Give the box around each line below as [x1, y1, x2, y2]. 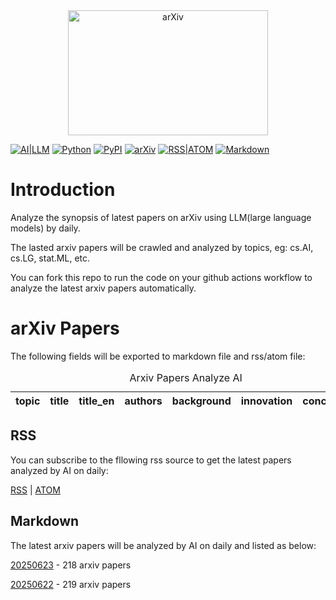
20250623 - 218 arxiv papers [10, 559, 132, 571]
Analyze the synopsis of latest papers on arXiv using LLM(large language [10, 211, 312, 223]
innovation [240, 394, 293, 408]
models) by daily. [10, 222, 81, 234]
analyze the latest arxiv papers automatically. [10, 282, 197, 294]
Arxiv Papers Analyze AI [129, 370, 243, 384]
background [171, 394, 232, 408]
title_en [78, 394, 115, 408]
